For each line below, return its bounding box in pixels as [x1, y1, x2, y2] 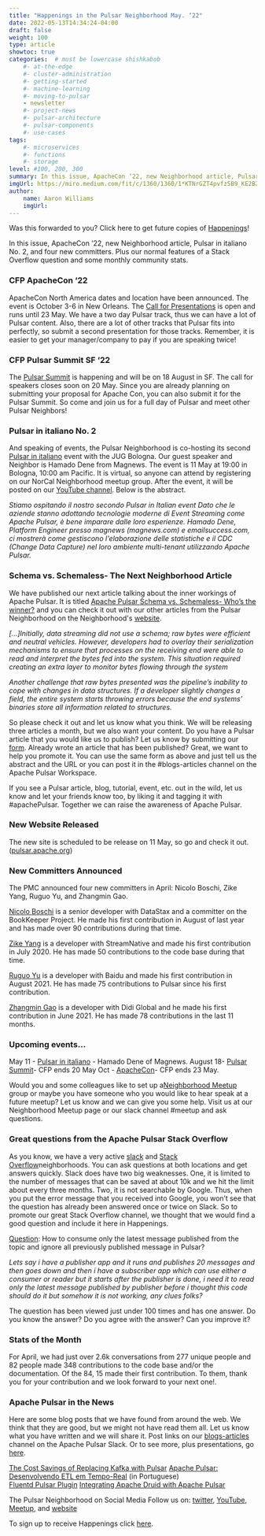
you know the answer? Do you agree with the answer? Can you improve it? [9, 1314, 251, 1323]
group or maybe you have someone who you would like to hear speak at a [9, 1089, 248, 1098]
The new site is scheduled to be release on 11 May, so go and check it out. [9, 837, 249, 846]
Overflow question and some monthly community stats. [9, 255, 189, 265]
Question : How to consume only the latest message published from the [9, 1234, 239, 1243]
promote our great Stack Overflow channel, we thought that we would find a [9, 1210, 256, 1220]
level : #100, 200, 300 [9, 165, 83, 173]
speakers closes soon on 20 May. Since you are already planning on [9, 380, 230, 390]
